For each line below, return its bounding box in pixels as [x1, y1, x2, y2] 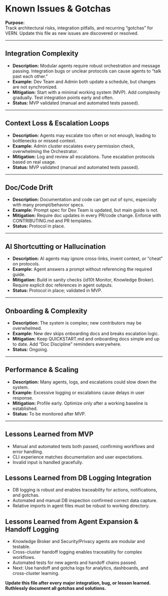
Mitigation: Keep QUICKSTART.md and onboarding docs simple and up [12, 336, 160, 341]
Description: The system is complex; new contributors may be [12, 320, 141, 325]
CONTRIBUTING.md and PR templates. [12, 218, 92, 224]
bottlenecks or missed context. [12, 137, 76, 143]
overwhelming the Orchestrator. [12, 148, 78, 154]
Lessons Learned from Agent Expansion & [5, 517, 139, 525]
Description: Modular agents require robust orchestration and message [12, 62, 160, 68]
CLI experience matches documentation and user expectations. [12, 453, 143, 460]
